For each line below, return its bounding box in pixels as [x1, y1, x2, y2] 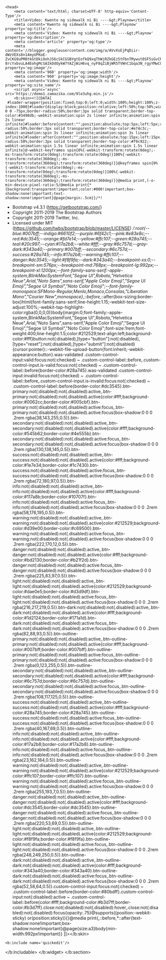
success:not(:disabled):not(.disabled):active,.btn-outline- [12, 699, 129, 705]
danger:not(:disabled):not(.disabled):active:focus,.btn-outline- [12, 810, 139, 815]
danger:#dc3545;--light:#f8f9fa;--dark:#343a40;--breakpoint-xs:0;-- [12, 257, 156, 263]
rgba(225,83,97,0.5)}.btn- [25, 573, 78, 578]
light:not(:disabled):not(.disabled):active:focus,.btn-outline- [12, 842, 133, 847]
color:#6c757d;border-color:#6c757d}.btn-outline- [12, 678, 116, 684]
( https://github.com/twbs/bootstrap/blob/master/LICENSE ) [12, 226, 132, 231]
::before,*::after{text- [99, 915, 142, 921]
